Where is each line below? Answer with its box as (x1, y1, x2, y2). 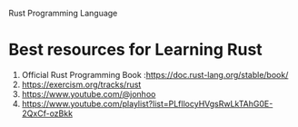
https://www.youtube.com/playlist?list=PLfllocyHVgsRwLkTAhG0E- (21, 98, 273, 109)
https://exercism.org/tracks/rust (21, 79, 142, 90)
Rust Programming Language (8, 8, 118, 18)
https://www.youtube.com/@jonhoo (21, 88, 156, 99)
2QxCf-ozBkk (21, 108, 74, 119)
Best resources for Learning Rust (8, 40, 263, 60)
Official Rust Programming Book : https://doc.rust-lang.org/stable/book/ (21, 69, 289, 80)
